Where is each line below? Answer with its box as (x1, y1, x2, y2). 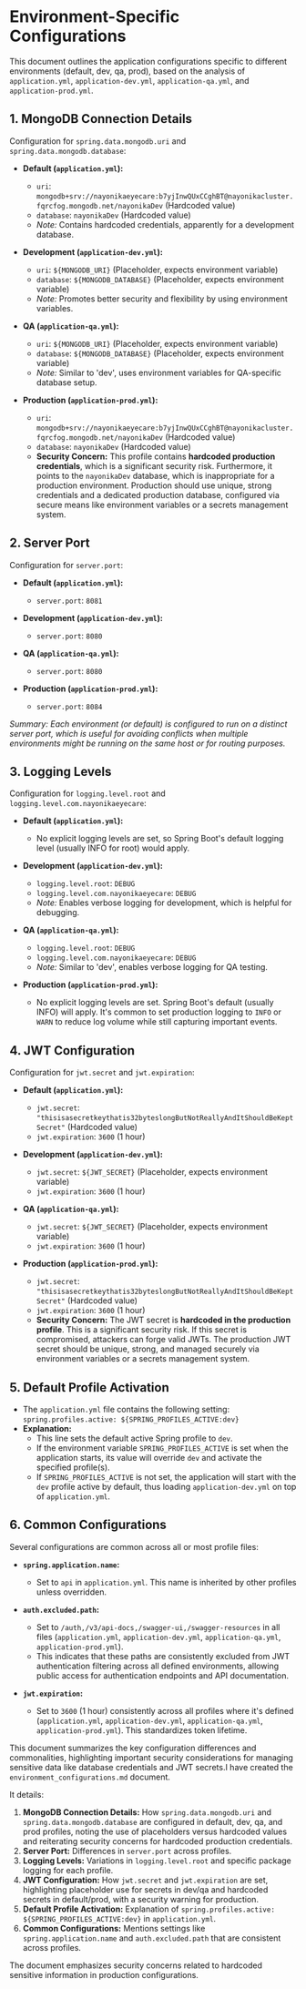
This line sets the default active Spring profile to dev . (36, 1433, 234, 1443)
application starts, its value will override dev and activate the (36, 1453, 262, 1463)
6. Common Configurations (9, 1517, 167, 1533)
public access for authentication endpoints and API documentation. (36, 1669, 290, 1681)
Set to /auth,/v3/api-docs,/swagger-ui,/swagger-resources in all (36, 1621, 280, 1632)
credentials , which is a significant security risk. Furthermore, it (36, 460, 273, 471)
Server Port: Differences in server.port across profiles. (22, 1845, 232, 1856)
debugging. (36, 907, 80, 918)
